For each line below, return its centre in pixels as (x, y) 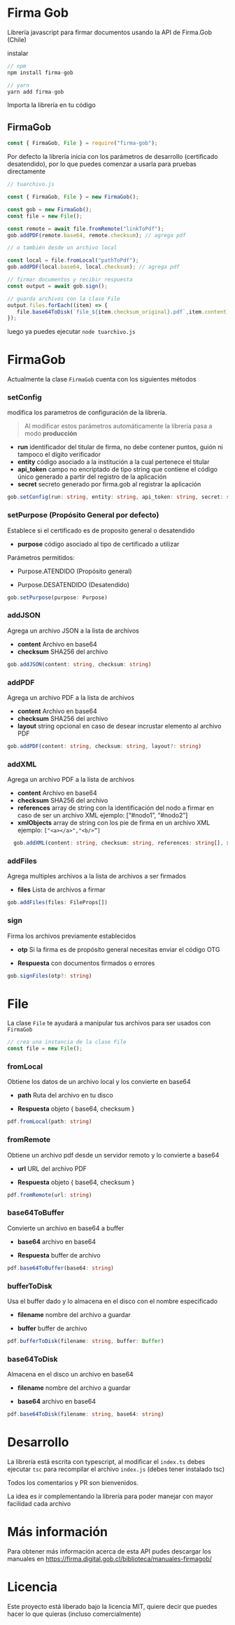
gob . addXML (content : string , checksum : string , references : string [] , (119, 843)
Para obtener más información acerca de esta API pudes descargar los (109, 1551)
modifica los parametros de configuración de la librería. (87, 413)
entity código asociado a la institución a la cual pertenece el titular (113, 462)
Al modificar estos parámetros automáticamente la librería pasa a (118, 426)
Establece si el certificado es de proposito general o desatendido (101, 530)
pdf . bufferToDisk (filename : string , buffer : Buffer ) (86, 1341)
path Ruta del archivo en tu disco (65, 1095)
